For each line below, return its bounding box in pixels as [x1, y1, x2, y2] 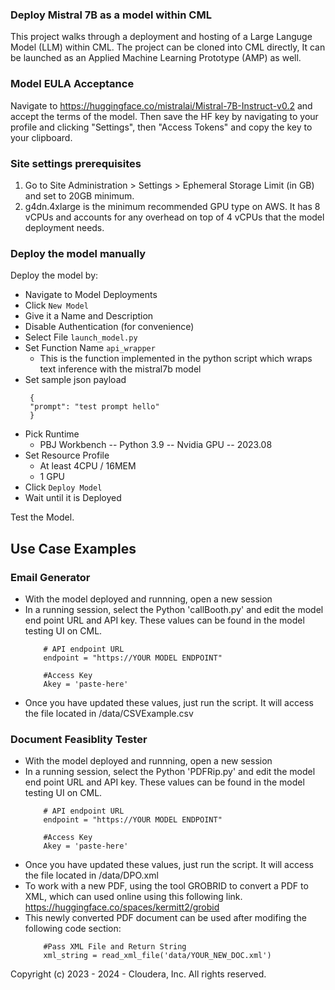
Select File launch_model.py [24, 331, 138, 343]
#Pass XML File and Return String [43, 942, 187, 952]
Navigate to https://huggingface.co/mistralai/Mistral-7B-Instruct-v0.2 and [10, 99, 313, 112]
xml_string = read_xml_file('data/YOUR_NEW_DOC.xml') [43, 951, 272, 961]
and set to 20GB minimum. [24, 189, 135, 202]
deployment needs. [24, 221, 105, 233]
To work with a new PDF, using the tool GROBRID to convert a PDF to [24, 880, 309, 892]
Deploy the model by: [10, 269, 99, 282]
